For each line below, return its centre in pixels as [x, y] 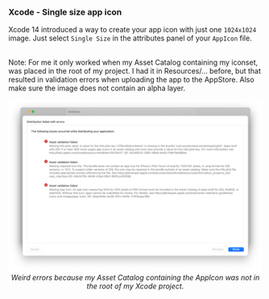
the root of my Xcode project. [135, 286]
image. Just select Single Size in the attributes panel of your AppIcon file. [130, 38]
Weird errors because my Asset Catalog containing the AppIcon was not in [135, 277]
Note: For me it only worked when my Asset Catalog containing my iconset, [133, 62]
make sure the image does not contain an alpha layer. [97, 88]
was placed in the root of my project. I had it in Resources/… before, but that [135, 71]
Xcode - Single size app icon [65, 12]
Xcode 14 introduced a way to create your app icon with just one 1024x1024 [132, 30]
